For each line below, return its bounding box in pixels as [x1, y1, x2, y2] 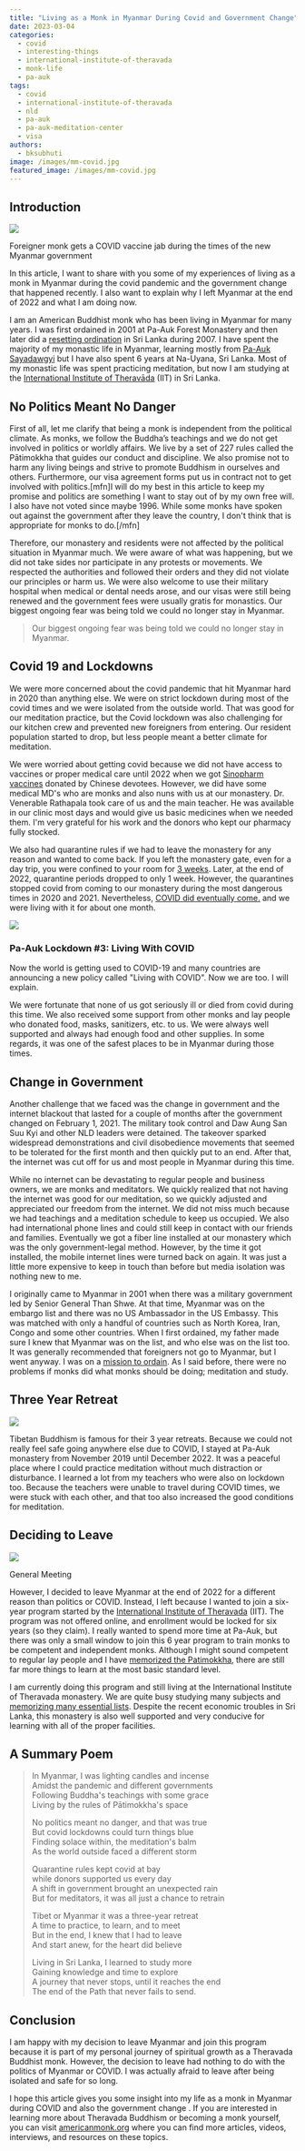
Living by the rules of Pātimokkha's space [31, 1800, 189, 1811]
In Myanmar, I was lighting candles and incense [31, 1771, 210, 1781]
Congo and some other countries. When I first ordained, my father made [9, 1326, 280, 1338]
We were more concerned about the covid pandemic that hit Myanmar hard [9, 683, 291, 694]
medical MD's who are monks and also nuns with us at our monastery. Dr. [9, 787, 285, 798]
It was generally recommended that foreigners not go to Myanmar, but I [9, 1346, 277, 1357]
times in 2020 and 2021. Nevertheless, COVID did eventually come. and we [9, 892, 290, 903]
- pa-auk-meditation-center [17, 124, 124, 133]
